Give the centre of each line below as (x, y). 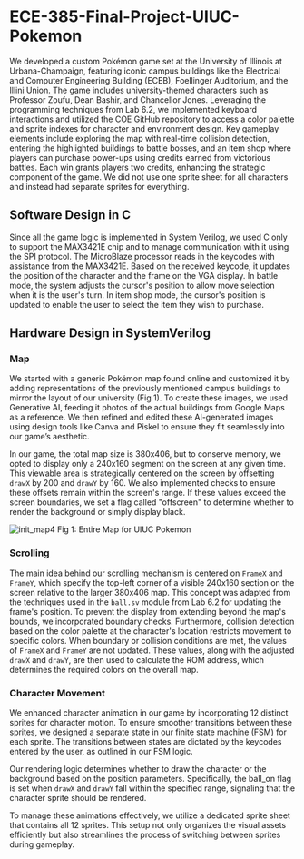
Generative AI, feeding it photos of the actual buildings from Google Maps (147, 408)
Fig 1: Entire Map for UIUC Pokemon (124, 529)
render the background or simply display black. (98, 512)
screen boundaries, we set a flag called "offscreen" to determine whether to (152, 502)
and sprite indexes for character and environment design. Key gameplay (144, 128)
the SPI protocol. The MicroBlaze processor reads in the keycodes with (142, 256)
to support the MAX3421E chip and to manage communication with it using (149, 246)
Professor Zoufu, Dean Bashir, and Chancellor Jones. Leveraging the (138, 99)
